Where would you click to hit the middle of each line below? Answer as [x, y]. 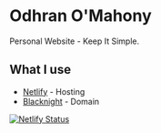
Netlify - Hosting [54, 91]
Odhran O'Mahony [80, 16]
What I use [40, 70]
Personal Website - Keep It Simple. [75, 41]
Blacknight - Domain [61, 101]
